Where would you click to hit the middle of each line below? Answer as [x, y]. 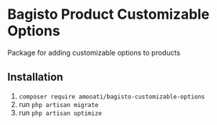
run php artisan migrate [58, 104]
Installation [35, 77]
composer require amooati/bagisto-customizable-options [112, 96]
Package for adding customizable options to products [94, 52]
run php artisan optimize [60, 112]
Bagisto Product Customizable [108, 14]
